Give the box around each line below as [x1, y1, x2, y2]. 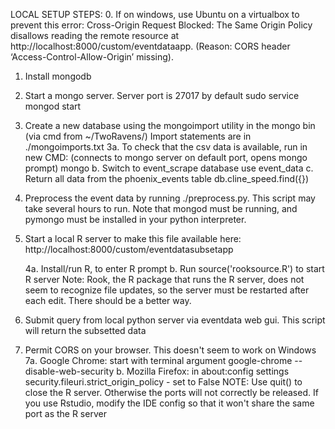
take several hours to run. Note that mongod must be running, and [24, 203, 298, 214]
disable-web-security [24, 365, 115, 377]
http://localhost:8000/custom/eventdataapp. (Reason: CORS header [10, 40, 291, 52]
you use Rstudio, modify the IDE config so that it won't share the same [24, 397, 315, 409]
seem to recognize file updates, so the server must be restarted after [24, 284, 310, 296]
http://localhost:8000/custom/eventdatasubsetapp [24, 244, 234, 255]
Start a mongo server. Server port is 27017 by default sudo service [24, 90, 300, 101]
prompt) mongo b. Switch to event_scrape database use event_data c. [24, 162, 314, 174]
